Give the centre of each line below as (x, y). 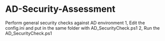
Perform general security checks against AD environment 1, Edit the (75, 23)
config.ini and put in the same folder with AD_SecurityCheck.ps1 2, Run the (82, 28)
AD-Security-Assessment (60, 9)
